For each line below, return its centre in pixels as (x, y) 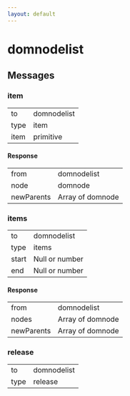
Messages (31, 76)
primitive (48, 136)
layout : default (31, 14)
